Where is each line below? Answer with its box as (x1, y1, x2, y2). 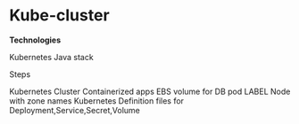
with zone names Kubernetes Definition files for (9, 95, 185, 106)
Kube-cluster (9, 5, 110, 26)
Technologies (9, 35, 62, 45)
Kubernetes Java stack (9, 51, 94, 62)
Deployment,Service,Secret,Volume (9, 105, 141, 115)
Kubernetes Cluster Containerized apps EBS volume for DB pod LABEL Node (9, 86, 291, 97)
